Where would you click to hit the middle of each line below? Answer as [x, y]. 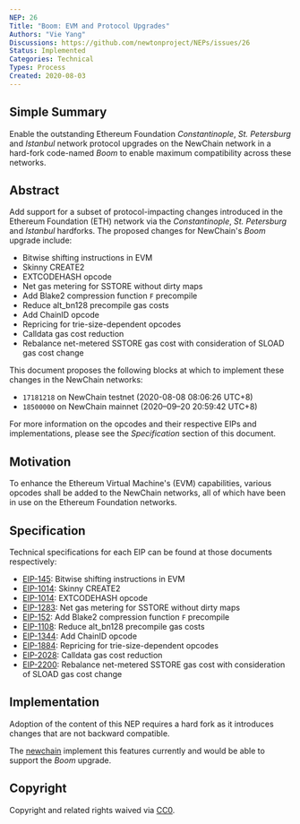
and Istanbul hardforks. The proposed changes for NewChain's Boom [137, 231]
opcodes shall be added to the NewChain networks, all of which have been [148, 493]
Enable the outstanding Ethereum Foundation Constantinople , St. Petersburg [150, 133]
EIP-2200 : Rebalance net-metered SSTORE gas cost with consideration [154, 665]
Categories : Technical [51, 59]
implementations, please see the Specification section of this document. [142, 433]
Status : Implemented [48, 51]
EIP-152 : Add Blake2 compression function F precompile [126, 617]
